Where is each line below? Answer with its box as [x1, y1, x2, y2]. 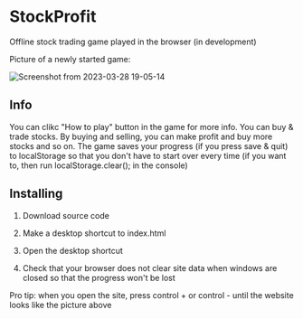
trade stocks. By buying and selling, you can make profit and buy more [9, 131, 273, 142]
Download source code [22, 210, 110, 220]
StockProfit [9, 6, 97, 27]
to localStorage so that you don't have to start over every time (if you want [9, 150, 287, 161]
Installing [9, 186, 63, 202]
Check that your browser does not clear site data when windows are [22, 262, 278, 273]
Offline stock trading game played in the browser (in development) [9, 36, 257, 47]
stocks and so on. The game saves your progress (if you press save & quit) [9, 140, 289, 151]
